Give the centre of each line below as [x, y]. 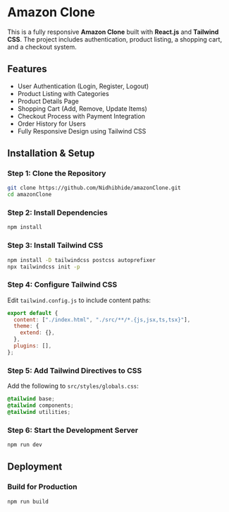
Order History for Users [51, 124]
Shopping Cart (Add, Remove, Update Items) [82, 108]
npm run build [28, 501]
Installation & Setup [51, 154]
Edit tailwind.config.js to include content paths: [79, 300]
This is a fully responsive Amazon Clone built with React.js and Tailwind [113, 32]
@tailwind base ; [31, 399]
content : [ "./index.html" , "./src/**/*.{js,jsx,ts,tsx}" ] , [102, 320]
